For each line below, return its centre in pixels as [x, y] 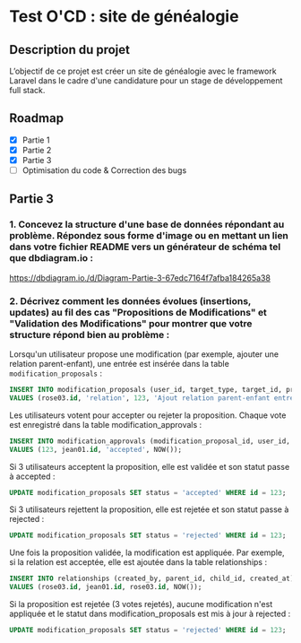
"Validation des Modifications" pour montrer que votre [131, 323]
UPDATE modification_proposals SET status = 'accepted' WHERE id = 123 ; [148, 492]
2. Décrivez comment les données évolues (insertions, [130, 300]
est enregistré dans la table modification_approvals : [106, 424]
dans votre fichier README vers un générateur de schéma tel [145, 247]
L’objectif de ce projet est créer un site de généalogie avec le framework [143, 71]
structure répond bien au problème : [90, 335]
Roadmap [37, 118]
